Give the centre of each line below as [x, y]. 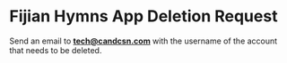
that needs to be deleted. [56, 50]
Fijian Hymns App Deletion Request [143, 16]
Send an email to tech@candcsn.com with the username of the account [143, 41]
